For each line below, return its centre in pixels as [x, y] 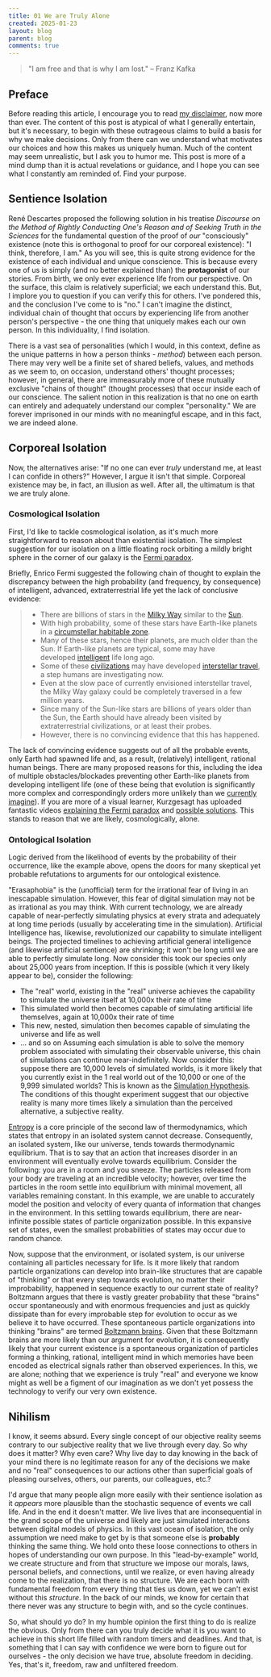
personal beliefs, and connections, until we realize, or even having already [132, 1571]
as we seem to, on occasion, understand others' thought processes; [122, 371]
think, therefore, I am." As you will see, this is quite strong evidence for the [132, 253]
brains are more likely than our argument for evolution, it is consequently [129, 1340]
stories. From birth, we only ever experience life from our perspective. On [130, 278]
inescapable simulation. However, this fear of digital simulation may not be [132, 899]
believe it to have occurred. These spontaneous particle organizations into [132, 1323]
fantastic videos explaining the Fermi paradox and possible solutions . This [131, 810]
